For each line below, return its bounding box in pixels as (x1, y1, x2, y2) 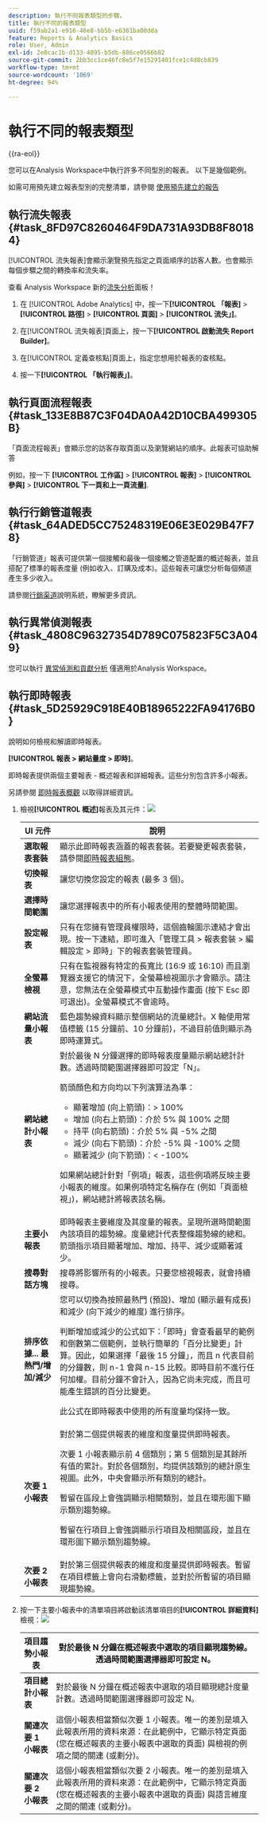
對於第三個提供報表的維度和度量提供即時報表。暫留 (59, 1559, 251, 1570)
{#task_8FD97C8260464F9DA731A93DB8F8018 (8, 221, 254, 234)
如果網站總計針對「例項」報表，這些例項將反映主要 (59, 1169, 251, 1181)
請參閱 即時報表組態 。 (59, 852, 140, 863)
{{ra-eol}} (8, 149, 41, 159)
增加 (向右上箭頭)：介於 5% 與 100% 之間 (72, 1114, 230, 1125)
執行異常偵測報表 (8, 615, 92, 630)
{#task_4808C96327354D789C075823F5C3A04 (8, 629, 258, 642)
